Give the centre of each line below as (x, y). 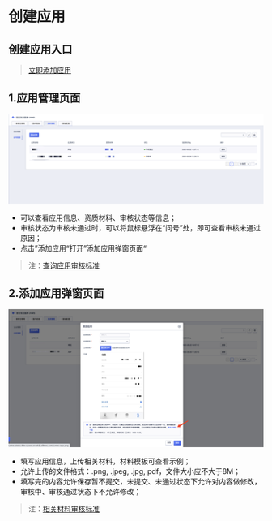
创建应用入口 (40, 49)
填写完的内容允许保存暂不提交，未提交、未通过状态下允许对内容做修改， (140, 482)
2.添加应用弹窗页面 (56, 293)
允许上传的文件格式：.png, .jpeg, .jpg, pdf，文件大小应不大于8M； (130, 471)
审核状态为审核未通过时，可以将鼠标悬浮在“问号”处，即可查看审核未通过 (140, 228)
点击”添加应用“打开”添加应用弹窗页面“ (83, 248)
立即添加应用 (49, 70)
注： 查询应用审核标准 (64, 265)
